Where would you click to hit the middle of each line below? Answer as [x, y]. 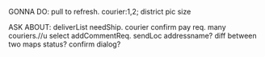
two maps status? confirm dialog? [65, 44]
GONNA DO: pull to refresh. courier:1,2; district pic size [100, 12]
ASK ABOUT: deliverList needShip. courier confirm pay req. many [117, 27]
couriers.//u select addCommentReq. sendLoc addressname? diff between [132, 36]
